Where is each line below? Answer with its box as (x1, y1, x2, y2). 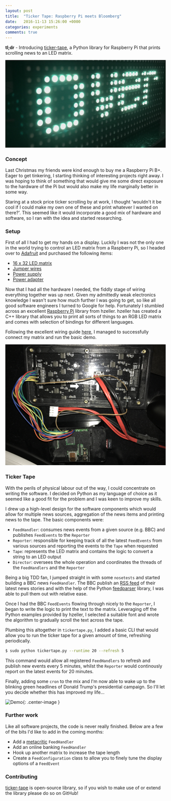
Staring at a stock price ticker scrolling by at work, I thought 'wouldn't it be (5, 199, 162, 205)
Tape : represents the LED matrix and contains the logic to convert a (12, 548, 153, 554)
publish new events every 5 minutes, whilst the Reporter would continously (5, 662, 163, 669)
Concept (5, 155, 27, 163)
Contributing (5, 773, 38, 780)
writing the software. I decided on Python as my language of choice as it (5, 490, 157, 496)
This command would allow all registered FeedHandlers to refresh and (5, 657, 151, 663)
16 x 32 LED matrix (12, 260, 52, 266)
